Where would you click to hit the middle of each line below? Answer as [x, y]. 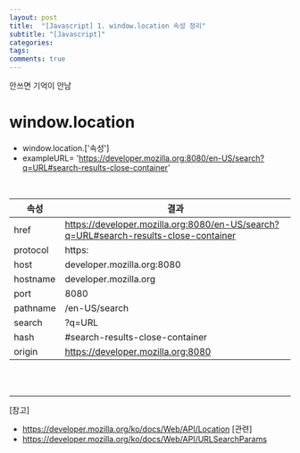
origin [26, 351]
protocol [31, 249]
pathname [35, 307]
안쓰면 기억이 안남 [40, 85]
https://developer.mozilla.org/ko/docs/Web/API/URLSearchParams [145, 439]
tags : [19, 51]
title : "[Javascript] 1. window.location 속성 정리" [108, 26]
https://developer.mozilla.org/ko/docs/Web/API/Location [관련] [137, 429]
